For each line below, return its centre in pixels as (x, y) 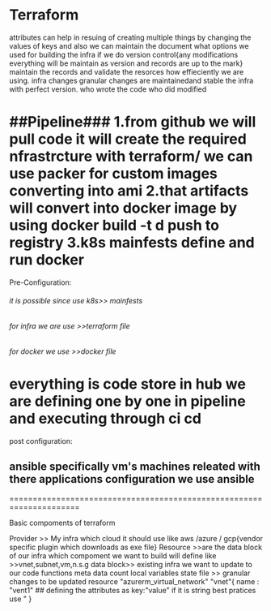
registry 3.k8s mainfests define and (132, 243)
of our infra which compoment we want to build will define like (113, 556)
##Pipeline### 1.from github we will (133, 122)
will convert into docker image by (123, 208)
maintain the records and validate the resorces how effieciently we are (127, 71)
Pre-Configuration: (40, 282)
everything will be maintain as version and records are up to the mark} (126, 63)
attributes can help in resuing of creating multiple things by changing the (130, 37)
